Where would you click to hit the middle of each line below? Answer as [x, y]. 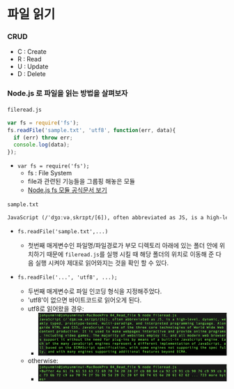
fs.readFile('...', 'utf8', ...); [67, 278]
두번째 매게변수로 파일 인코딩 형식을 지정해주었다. [95, 291]
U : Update [33, 66]
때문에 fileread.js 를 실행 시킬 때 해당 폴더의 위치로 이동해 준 [130, 254]
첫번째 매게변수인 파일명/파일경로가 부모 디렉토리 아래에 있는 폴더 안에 [123, 246]
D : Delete [32, 74]
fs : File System [50, 173]
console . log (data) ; [42, 145]
